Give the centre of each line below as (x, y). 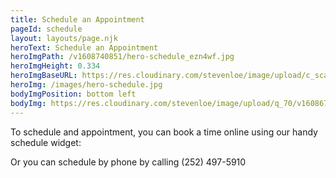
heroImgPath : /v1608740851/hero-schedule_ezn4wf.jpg (122, 57)
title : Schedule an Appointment (77, 19)
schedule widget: (46, 142)
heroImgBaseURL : (44, 76)
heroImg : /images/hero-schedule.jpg (86, 85)
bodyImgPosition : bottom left (73, 94)
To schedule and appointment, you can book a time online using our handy (164, 132)
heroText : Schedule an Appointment (84, 47)
